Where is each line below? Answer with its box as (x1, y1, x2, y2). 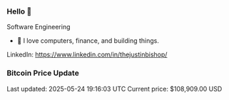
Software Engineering (6, 23, 71, 31)
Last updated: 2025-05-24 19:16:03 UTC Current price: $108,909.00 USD (6, 84, 223, 93)
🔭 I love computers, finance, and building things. (16, 36, 160, 45)
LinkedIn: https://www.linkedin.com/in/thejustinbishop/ (6, 50, 168, 59)
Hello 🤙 (6, 6, 32, 16)
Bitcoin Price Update (6, 68, 79, 78)
